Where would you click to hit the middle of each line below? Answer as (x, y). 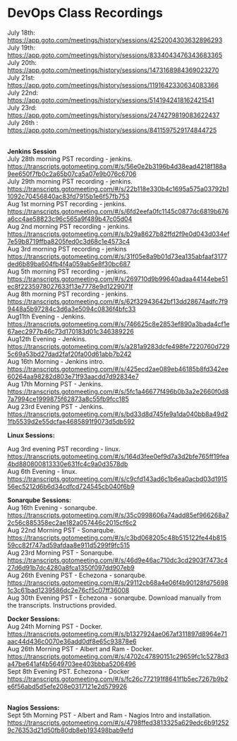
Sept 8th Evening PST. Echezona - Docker (69, 671)
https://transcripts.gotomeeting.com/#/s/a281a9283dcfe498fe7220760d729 (119, 346)
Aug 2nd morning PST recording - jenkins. (69, 226)
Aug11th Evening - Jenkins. (47, 316)
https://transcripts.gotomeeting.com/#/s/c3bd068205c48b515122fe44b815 (117, 538)
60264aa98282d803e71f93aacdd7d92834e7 (73, 377)
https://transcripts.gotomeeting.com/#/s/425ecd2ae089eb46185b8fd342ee (118, 369)
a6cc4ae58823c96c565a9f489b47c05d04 (70, 219)
